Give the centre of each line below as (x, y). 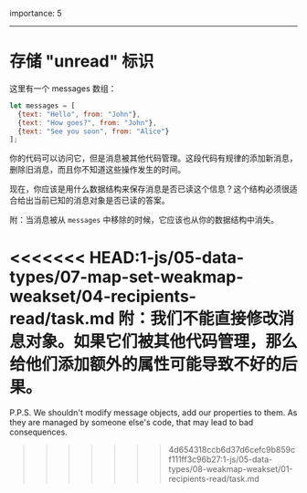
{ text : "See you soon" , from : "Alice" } (94, 131)
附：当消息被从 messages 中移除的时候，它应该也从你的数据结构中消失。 (144, 220)
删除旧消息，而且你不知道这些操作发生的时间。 (97, 170)
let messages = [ (42, 105)
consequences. (39, 432)
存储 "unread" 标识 (82, 62)
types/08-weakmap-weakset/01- (231, 469)
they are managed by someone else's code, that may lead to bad (132, 423)
